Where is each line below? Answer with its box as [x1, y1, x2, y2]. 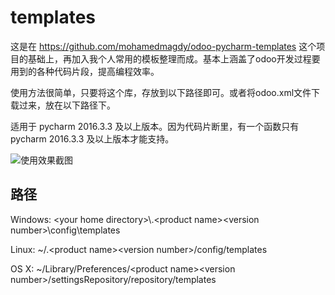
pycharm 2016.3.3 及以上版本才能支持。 [10, 132, 175, 145]
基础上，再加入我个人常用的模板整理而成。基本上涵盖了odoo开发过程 [27, 52, 312, 65]
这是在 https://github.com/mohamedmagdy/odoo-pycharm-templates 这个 [10, 40, 317, 52]
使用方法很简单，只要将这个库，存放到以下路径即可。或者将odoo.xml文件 [10, 86, 312, 98]
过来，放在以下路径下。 [18, 99, 116, 111]
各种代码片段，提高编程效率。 [36, 65, 160, 77]
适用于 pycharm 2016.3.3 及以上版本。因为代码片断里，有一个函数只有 [10, 120, 300, 132]
